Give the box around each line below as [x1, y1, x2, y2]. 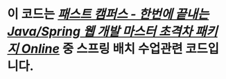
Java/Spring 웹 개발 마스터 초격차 [7, 24, 193, 39]
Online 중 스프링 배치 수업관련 [21, 41, 183, 57]
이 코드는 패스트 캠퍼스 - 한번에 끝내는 [7, 6, 209, 22]
